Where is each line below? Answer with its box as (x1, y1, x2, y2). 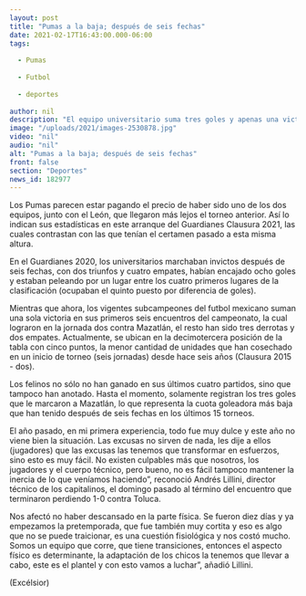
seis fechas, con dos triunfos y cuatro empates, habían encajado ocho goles (9, 266, 296, 277)
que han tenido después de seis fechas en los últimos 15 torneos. (9, 408, 255, 419)
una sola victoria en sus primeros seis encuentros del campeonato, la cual (9, 312, 288, 324)
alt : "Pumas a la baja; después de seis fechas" (9, 149, 198, 158)
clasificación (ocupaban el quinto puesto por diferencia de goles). (9, 285, 257, 297)
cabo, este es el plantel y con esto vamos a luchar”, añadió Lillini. (9, 559, 253, 570)
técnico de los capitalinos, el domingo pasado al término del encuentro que (9, 484, 292, 495)
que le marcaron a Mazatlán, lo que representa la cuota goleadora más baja (9, 398, 293, 409)
